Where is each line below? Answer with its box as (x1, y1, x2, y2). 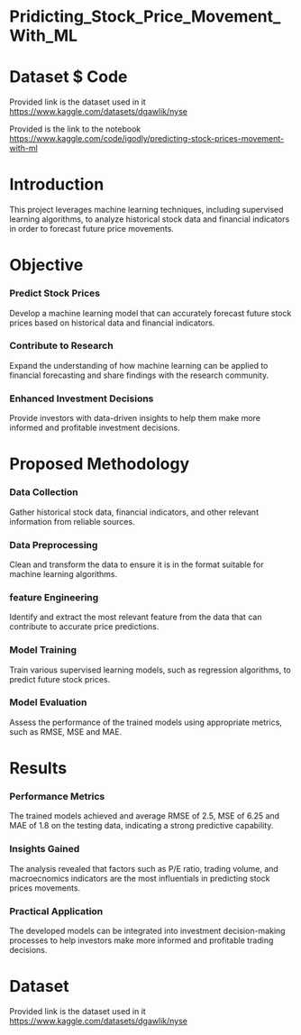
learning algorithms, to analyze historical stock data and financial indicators (9, 214, 290, 224)
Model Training (9, 644, 78, 656)
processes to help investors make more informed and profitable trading (9, 935, 274, 946)
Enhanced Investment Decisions (9, 392, 154, 405)
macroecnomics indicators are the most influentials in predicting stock (9, 873, 270, 884)
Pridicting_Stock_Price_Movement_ (9, 6, 281, 27)
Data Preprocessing (9, 538, 98, 551)
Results (9, 758, 68, 778)
